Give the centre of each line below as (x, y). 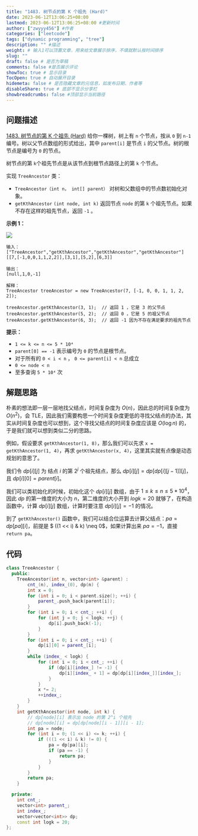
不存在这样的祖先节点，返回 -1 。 (55, 210)
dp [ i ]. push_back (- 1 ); (75, 623)
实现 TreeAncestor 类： (34, 175)
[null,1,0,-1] (24, 274)
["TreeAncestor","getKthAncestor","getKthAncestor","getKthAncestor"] (95, 252)
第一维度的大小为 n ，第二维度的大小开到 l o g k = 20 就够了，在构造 (112, 499)
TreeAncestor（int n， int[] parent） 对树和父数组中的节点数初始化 (98, 188)
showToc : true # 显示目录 (36, 73)
